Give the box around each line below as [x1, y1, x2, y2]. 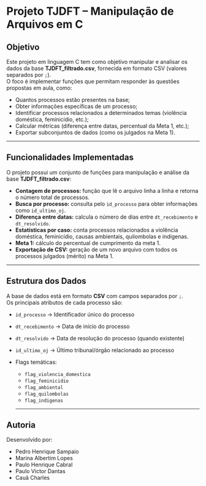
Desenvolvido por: [6, 436, 53, 444]
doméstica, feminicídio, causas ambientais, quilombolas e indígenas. [15, 232, 189, 240]
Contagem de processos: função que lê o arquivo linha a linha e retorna [15, 187, 199, 194]
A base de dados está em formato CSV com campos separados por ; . [6, 292, 183, 299]
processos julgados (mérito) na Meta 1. [15, 252, 114, 259]
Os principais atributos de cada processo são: [6, 299, 123, 306]
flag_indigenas [24, 398, 63, 404]
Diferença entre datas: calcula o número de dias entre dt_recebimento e [15, 213, 198, 221]
